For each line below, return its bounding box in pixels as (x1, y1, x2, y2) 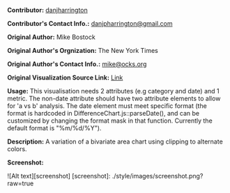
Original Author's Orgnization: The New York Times (7, 47, 158, 54)
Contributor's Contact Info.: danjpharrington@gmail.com (7, 20, 173, 27)
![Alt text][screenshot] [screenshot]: (7, 172, 111, 180)
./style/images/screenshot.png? (112, 172, 204, 180)
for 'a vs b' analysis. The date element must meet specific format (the (7, 102, 207, 110)
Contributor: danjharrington (7, 6, 89, 14)
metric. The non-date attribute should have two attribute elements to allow (7, 94, 221, 102)
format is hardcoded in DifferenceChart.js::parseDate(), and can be (7, 109, 200, 117)
